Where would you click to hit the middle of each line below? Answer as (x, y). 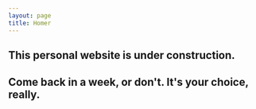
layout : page (30, 16)
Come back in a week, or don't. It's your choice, (128, 82)
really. (24, 95)
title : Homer (30, 23)
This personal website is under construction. (122, 55)
